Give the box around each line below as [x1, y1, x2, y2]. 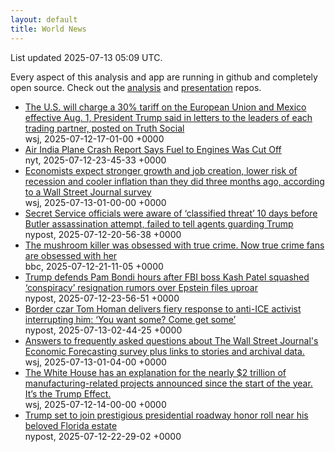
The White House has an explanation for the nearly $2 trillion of [24, 366, 287, 378]
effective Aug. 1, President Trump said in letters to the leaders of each [24, 111, 313, 123]
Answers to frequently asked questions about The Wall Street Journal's [24, 334, 319, 346]
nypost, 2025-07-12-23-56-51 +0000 [24, 292, 180, 304]
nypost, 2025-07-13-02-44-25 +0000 [24, 324, 183, 336]
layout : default [10, 14, 78, 25]
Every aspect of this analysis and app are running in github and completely [10, 71, 318, 83]
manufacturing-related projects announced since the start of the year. [24, 377, 313, 389]
